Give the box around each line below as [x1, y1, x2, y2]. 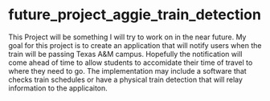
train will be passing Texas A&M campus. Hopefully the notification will [8, 49, 243, 59]
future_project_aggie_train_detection [8, 6, 261, 24]
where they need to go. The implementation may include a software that [8, 66, 247, 75]
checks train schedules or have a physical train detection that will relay [8, 75, 243, 84]
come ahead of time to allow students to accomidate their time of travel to [8, 58, 253, 67]
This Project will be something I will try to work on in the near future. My [8, 32, 247, 42]
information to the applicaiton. [8, 83, 108, 93]
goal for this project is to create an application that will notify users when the [8, 40, 262, 50]
